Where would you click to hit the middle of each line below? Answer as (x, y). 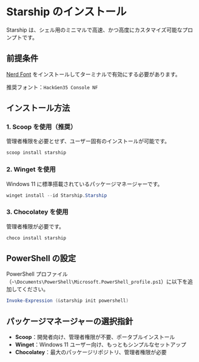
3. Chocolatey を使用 (37, 212)
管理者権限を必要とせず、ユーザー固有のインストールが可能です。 (88, 141)
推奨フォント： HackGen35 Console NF (52, 87)
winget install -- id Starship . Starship (57, 195)
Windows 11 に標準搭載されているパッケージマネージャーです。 (85, 184)
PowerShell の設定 (41, 258)
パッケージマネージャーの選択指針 (70, 321)
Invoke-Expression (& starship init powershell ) (68, 301)
